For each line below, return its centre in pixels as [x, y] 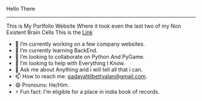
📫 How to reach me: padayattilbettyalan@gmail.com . [81, 76]
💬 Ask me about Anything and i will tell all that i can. [79, 69]
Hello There [21, 9]
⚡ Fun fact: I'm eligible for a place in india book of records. [87, 92]
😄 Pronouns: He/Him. [42, 85]
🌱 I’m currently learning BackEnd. [56, 50]
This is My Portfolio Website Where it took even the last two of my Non [94, 26]
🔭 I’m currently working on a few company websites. [80, 44]
